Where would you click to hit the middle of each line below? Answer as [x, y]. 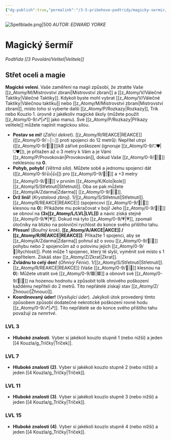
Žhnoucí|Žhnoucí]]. [33, 292]
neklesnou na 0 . [30, 163]
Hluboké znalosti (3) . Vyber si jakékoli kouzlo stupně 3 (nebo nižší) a [85, 397]
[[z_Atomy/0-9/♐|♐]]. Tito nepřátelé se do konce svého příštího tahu [85, 308]
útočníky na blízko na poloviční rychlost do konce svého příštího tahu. [86, 225]
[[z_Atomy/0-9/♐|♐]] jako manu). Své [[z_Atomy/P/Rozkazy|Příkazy [77, 119]
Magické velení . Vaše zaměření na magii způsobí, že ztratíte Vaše [74, 87]
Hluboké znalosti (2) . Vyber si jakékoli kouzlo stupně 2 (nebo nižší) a [85, 367]
